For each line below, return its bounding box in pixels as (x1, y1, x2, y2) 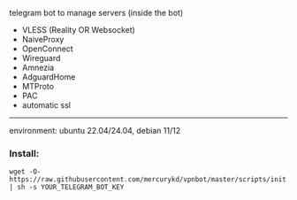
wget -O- (9, 167, 42, 176)
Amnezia (21, 62, 55, 73)
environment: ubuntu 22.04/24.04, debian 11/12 (9, 126, 181, 135)
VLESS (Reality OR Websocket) (21, 25, 135, 35)
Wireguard (21, 53, 61, 63)
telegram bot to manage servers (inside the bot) (9, 8, 184, 18)
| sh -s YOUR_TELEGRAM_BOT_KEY (9, 183, 125, 192)
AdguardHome (21, 72, 76, 82)
